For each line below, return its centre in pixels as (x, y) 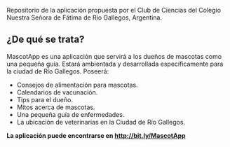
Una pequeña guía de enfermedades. (70, 114)
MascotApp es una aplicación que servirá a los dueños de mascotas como (114, 56)
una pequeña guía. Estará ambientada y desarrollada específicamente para (115, 64)
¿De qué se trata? (46, 40)
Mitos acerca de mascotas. (56, 107)
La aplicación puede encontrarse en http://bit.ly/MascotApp (96, 135)
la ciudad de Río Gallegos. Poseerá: (58, 71)
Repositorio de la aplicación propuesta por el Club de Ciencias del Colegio (114, 10)
